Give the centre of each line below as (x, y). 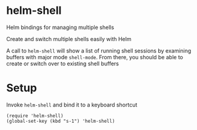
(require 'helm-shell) (35, 115)
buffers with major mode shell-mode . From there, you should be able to (95, 57)
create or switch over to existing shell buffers (63, 63)
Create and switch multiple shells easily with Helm (69, 39)
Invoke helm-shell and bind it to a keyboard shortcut (72, 105)
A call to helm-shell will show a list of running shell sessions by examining (99, 50)
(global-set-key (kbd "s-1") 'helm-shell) (61, 121)
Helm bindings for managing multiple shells (60, 27)
